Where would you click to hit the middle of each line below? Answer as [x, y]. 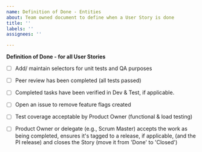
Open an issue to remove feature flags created [73, 105]
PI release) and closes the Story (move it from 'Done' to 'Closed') [96, 142]
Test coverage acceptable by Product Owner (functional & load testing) [104, 117]
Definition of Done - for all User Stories [56, 57]
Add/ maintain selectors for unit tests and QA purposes [83, 68]
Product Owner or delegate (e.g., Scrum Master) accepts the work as [101, 129]
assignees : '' [24, 34]
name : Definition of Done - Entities [54, 12]
